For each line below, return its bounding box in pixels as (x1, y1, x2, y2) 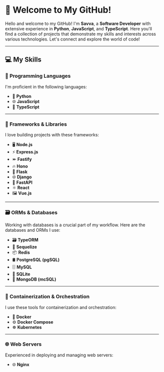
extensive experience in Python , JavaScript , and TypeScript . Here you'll (5, 25, 152, 31)
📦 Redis (12, 249, 30, 256)
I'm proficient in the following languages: (5, 84, 87, 89)
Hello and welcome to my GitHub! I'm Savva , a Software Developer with (5, 21, 151, 26)
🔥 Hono (12, 163, 28, 169)
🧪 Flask (12, 169, 28, 175)
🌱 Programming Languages (5, 73, 71, 80)
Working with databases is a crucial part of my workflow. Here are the (5, 222, 145, 228)
